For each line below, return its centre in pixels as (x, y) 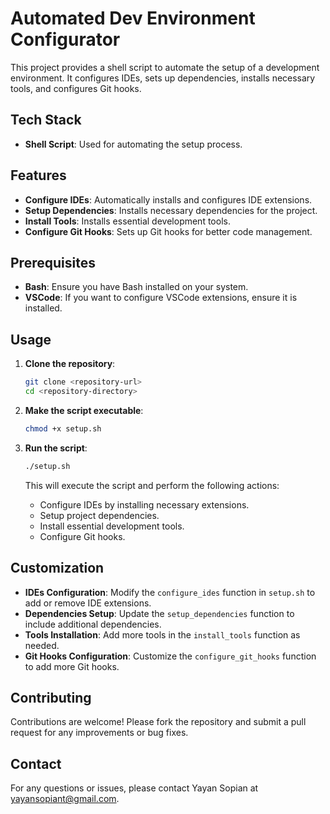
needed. (42, 645)
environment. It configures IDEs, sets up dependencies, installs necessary (163, 78)
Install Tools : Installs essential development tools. (127, 221)
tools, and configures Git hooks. (76, 88)
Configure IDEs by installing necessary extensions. (144, 504)
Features (38, 175)
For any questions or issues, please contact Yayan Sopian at (134, 788)
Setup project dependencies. (99, 515)
